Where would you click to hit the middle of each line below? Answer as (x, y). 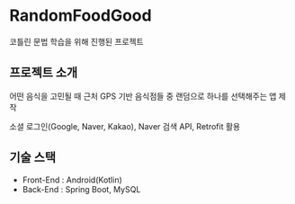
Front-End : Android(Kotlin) (72, 180)
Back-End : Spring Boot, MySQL (81, 189)
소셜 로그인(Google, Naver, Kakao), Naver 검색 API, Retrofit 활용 (125, 126)
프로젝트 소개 (44, 73)
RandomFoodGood (80, 16)
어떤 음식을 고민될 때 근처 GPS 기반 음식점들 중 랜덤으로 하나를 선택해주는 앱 (143, 96)
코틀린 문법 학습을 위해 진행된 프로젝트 (76, 41)
